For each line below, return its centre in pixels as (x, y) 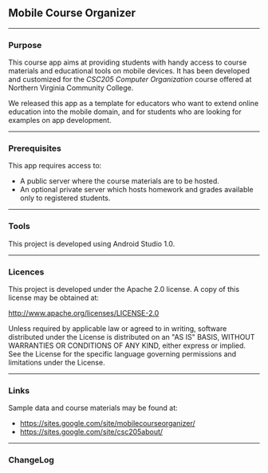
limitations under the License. (57, 363)
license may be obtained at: (54, 298)
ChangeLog (31, 460)
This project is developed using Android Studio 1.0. (92, 243)
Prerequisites (35, 148)
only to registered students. (65, 198)
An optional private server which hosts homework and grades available (136, 190)
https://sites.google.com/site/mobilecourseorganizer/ (107, 424)
